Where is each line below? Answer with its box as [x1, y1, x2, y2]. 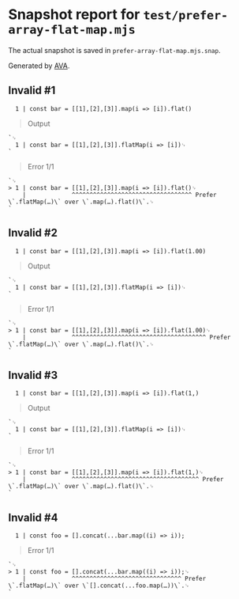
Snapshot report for [8, 6, 140, 24]
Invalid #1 [8, 84, 56, 97]
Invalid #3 [8, 368, 58, 381]
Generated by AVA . [8, 61, 70, 70]
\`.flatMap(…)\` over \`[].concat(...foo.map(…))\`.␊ [8, 582, 190, 590]
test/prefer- [143, 8, 229, 23]
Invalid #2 [8, 226, 58, 240]
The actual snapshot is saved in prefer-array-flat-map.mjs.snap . [8, 45, 221, 55]
